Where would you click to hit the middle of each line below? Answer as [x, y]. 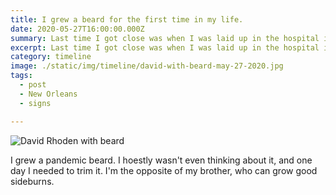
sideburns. [32, 181]
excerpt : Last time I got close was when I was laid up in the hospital [165, 47]
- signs [35, 103]
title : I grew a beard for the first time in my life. [127, 19]
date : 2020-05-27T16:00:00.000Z [77, 29]
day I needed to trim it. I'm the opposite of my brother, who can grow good [164, 170]
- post [33, 85]
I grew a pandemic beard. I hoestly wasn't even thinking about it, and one [161, 160]
